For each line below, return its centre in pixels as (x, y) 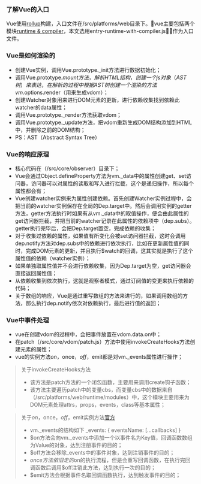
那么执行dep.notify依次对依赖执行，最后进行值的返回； (93, 303)
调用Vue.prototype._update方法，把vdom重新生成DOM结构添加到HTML (103, 122)
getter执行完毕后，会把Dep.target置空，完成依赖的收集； (85, 228)
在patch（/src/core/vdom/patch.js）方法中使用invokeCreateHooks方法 (102, 342)
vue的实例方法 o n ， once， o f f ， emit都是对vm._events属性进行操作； (99, 357)
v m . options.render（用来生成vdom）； (62, 92)
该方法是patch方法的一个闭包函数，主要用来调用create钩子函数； (110, 382)
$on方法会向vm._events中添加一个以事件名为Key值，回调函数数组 (111, 438)
